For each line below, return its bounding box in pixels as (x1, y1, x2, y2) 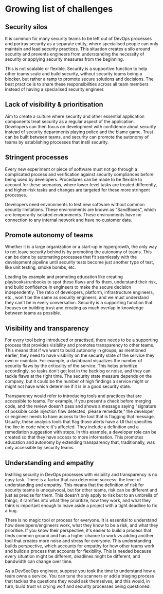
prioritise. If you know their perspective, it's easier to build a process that (5, 527, 152, 533)
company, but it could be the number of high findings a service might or (5, 378, 149, 384)
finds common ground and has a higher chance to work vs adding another (5, 533, 154, 539)
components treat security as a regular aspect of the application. (5, 118, 135, 124)
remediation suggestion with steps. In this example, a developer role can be (5, 429, 157, 435)
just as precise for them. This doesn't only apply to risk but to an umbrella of (5, 492, 158, 498)
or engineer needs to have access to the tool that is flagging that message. (5, 414, 155, 419)
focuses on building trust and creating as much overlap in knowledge (5, 305, 144, 311)
